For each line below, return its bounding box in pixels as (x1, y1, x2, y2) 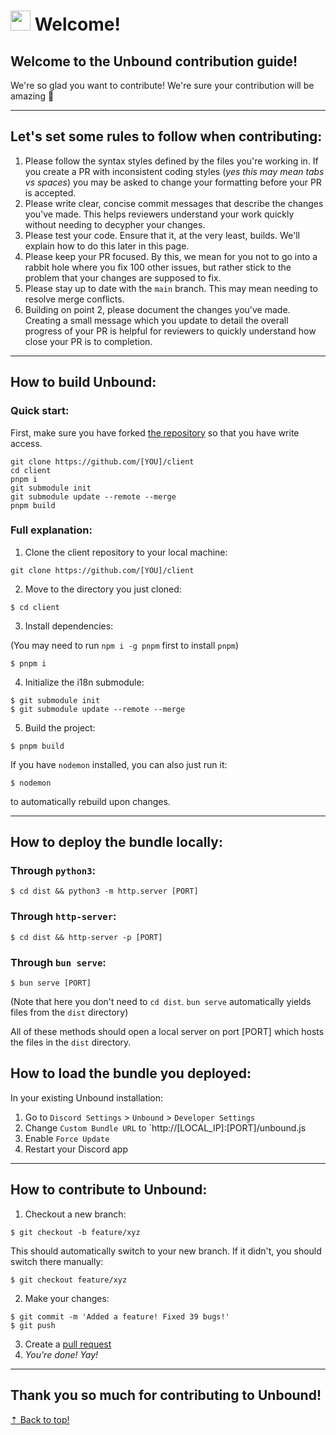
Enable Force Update (24, 1132, 110, 1144)
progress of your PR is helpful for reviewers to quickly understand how (24, 325, 317, 337)
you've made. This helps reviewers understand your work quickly (24, 208, 295, 220)
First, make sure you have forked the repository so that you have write (10, 426, 300, 439)
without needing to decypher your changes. (24, 218, 206, 230)
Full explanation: (10, 523, 93, 537)
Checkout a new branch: (24, 1208, 127, 1220)
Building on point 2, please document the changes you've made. (24, 303, 291, 315)
